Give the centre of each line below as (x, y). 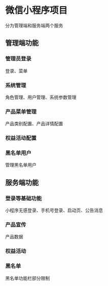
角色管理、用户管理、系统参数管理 (41, 97)
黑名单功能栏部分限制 (27, 278)
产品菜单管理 (21, 111)
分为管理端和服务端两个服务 (34, 25)
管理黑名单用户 (21, 165)
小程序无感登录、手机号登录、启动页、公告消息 (54, 210)
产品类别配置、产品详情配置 (34, 124)
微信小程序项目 (37, 10)
